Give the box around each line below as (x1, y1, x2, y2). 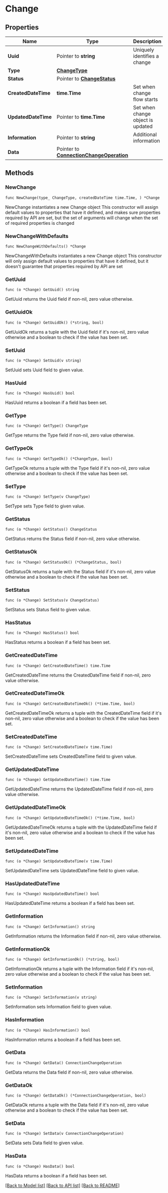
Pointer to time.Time (56, 113, 105, 120)
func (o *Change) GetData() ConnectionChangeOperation (5, 1060, 122, 1066)
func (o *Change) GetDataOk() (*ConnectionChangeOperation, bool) (5, 1093, 146, 1098)
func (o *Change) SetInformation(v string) (5, 995, 97, 1000)
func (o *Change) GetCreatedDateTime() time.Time (5, 663, 111, 668)
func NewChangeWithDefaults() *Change (5, 244, 86, 249)
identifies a (133, 53, 159, 59)
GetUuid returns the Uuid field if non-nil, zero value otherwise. (5, 296, 133, 302)
